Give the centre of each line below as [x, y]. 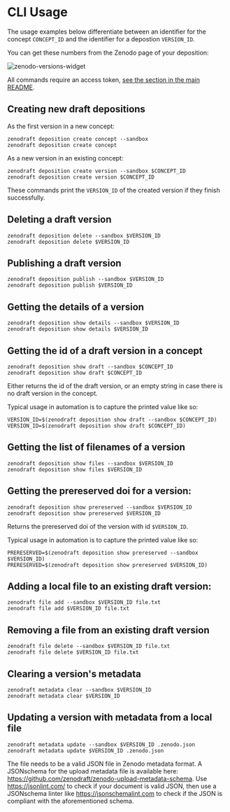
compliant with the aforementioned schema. [71, 801]
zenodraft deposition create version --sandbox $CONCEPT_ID [97, 171]
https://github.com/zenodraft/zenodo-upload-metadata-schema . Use [107, 778]
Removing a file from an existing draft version [108, 630]
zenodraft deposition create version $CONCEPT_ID [81, 177]
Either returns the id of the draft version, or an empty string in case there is [115, 386]
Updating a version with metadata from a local [110, 718]
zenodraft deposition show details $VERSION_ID [78, 329]
